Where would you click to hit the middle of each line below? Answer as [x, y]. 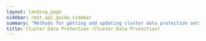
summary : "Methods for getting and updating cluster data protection [97, 23]
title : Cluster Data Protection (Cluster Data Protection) [83, 29]
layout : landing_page [34, 12]
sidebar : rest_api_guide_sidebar [49, 17]
